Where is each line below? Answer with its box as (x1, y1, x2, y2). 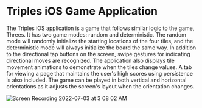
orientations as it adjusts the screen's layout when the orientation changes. (6, 82, 195, 90)
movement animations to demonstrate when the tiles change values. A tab (6, 63, 192, 71)
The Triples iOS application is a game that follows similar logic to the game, (6, 24, 195, 32)
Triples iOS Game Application (6, 4, 158, 18)
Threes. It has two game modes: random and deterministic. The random (6, 31, 187, 38)
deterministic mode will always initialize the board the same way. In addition (6, 44, 197, 51)
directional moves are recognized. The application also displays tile (6, 57, 175, 64)
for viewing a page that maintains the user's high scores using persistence (6, 70, 193, 77)
